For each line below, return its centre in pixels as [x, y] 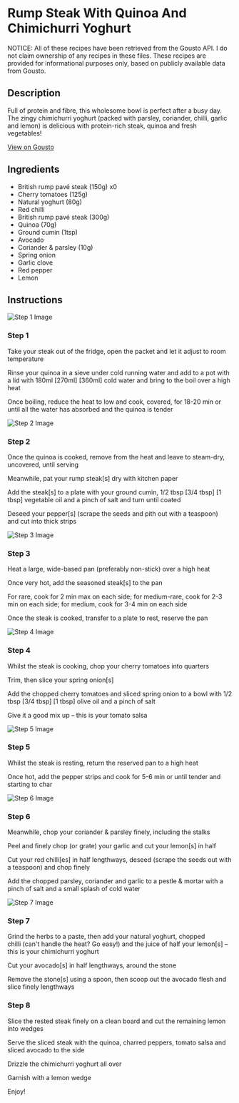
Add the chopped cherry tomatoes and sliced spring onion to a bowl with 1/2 [120, 693]
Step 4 [19, 651]
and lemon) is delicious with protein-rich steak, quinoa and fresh [102, 126]
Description [34, 93]
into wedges [26, 1028]
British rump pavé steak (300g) [63, 217]
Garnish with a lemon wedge [49, 1077]
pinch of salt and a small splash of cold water [74, 889]
